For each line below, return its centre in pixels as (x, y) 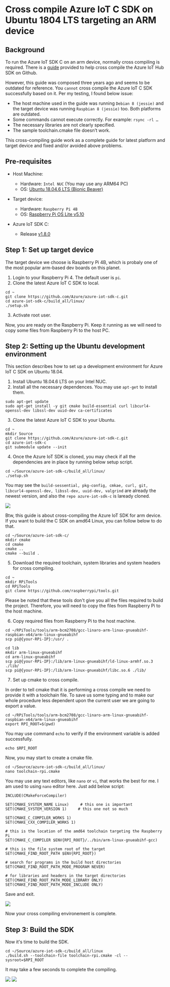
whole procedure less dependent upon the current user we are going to (80, 701)
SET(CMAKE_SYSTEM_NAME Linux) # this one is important (69, 805)
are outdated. (27, 114)
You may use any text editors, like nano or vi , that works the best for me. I (82, 781)
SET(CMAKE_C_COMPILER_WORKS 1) (38, 818)
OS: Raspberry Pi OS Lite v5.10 (52, 214)
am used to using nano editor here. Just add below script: (65, 787)
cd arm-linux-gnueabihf (30, 657)
